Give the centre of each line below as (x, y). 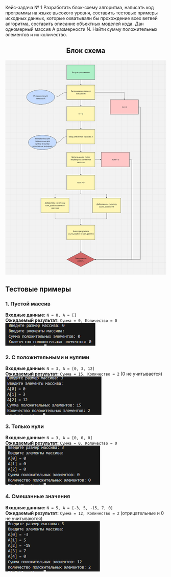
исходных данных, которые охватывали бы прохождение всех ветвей (81, 18)
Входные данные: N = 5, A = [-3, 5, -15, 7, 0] (59, 507)
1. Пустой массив (28, 303)
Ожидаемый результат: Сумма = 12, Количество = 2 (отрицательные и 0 (85, 513)
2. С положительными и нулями (47, 357)
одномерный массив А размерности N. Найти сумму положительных (81, 29)
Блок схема (86, 51)
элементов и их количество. (36, 35)
